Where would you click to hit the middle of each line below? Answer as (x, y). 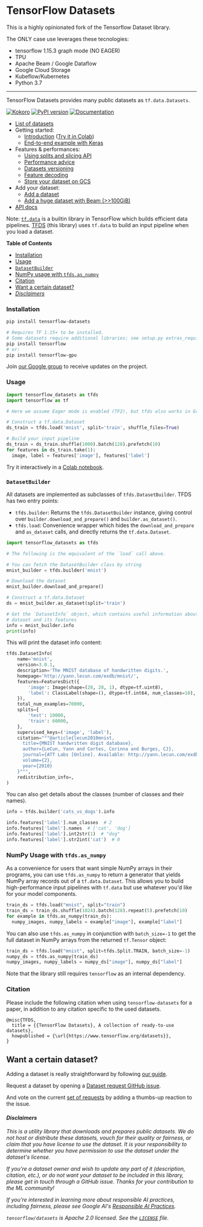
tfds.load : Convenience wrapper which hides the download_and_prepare (105, 525)
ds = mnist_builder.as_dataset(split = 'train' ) (66, 604)
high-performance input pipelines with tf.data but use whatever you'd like (99, 887)
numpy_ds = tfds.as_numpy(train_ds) (52, 956)
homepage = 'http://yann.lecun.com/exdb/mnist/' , (78, 676)
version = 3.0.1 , (36, 665)
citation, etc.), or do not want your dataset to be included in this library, (95, 1175)
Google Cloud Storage (43, 69)
